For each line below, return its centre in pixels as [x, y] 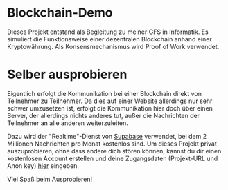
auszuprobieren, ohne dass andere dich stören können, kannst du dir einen [114, 151]
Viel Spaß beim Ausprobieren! [50, 179]
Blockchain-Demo [60, 13]
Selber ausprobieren [67, 75]
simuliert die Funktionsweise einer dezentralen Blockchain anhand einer [110, 39]
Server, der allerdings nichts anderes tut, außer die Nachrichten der [103, 115]
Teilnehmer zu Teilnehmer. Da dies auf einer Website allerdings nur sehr [110, 101]
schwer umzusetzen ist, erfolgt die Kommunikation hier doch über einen [110, 108]
